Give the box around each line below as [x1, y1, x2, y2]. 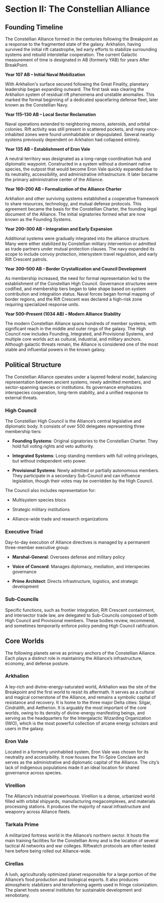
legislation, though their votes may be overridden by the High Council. [12, 478, 154, 484]
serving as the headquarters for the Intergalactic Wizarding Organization [5, 715, 151, 721]
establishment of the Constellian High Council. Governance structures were [5, 281, 158, 286]
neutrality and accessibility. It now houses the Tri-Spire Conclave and [5, 754, 145, 760]
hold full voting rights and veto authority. [12, 443, 94, 449]
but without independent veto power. [12, 458, 87, 464]
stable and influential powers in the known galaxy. [5, 347, 106, 352]
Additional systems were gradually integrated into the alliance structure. [5, 236, 150, 241]
